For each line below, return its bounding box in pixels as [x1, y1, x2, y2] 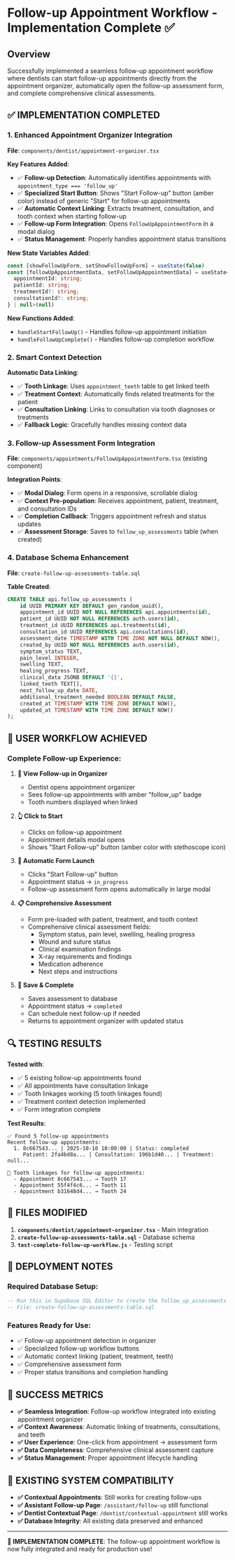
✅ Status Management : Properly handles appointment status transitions [17, 235, 227, 243]
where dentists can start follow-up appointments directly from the [7, 74, 197, 82]
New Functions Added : [7, 314, 75, 322]
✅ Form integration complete [17, 1105, 101, 1113]
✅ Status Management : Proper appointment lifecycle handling [17, 1454, 198, 1462]
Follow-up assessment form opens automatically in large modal [27, 885, 211, 894]
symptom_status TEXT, [20, 648, 83, 655]
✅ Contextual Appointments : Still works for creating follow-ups [17, 1493, 202, 1501]
